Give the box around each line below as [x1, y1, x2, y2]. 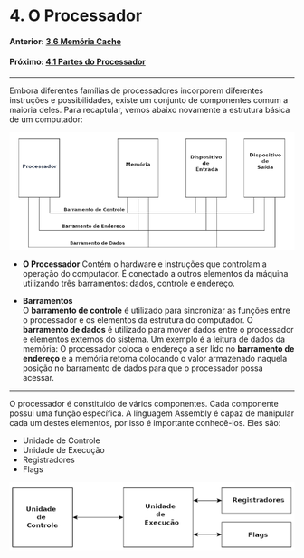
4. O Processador [9, 5, 143, 26]
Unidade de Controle [22, 435, 101, 446]
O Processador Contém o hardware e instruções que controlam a [22, 259, 267, 270]
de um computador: [9, 114, 83, 125]
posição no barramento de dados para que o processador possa [22, 363, 264, 374]
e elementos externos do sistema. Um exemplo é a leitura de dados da [22, 334, 286, 345]
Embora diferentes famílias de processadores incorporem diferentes [9, 85, 264, 96]
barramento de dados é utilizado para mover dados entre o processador [22, 324, 294, 335]
